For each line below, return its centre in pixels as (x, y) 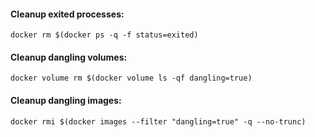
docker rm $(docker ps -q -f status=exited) (104, 35)
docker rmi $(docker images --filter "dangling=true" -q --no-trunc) (158, 121)
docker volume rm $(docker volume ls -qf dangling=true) (131, 78)
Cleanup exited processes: (67, 14)
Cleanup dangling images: (66, 100)
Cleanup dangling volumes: (69, 57)
